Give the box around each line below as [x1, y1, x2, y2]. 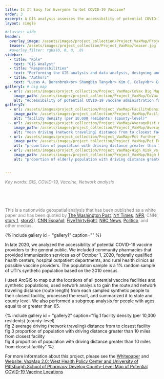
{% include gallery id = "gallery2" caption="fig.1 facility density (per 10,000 [5, 312, 156, 318]
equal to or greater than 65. [5, 303, 60, 309]
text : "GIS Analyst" [14, 62, 56, 67]
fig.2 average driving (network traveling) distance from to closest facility [5, 323, 151, 329]
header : [5, 34, 21, 39]
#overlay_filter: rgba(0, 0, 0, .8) [9, 47, 84, 53]
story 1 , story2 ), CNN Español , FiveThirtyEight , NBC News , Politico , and [5, 217, 148, 223]
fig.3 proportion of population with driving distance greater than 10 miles [5, 328, 151, 334]
